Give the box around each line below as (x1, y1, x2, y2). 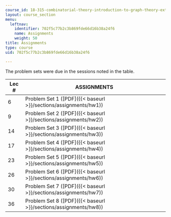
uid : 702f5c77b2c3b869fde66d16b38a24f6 (5, 50, 90, 55)
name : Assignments (14, 31, 53, 36)
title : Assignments (5, 41, 47, 46)
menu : (5, 17, 17, 22)
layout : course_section (5, 12, 56, 17)
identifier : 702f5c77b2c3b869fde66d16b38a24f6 (14, 26, 115, 31)
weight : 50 (14, 36, 38, 41)
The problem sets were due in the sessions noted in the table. (5, 68, 135, 74)
